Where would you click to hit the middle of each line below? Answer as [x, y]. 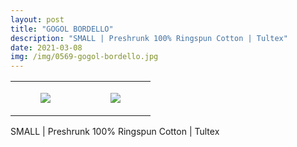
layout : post [37, 19]
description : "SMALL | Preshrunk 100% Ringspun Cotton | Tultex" [149, 38]
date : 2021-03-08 [46, 47]
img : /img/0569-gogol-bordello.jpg [84, 57]
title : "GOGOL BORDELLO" [62, 29]
